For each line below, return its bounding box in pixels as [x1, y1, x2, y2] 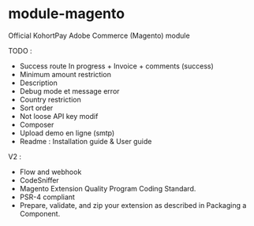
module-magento [8, 5, 125, 23]
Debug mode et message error [19, 86, 120, 95]
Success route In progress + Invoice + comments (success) [19, 61, 215, 71]
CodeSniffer [19, 175, 59, 185]
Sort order [19, 103, 54, 113]
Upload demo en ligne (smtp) [19, 128, 115, 138]
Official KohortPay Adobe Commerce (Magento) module [8, 31, 191, 40]
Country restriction [19, 94, 81, 104]
